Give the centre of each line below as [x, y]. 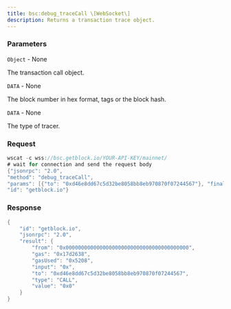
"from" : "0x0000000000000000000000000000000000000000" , [113, 248]
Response [24, 208]
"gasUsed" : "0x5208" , [63, 260]
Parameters [27, 44]
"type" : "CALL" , [55, 280]
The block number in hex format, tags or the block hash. [87, 99]
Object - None [27, 59]
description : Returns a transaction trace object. [81, 20]
